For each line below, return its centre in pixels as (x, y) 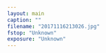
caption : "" (24, 20)
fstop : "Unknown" (32, 33)
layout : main (26, 13)
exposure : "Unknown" (37, 39)
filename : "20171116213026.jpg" (53, 26)
